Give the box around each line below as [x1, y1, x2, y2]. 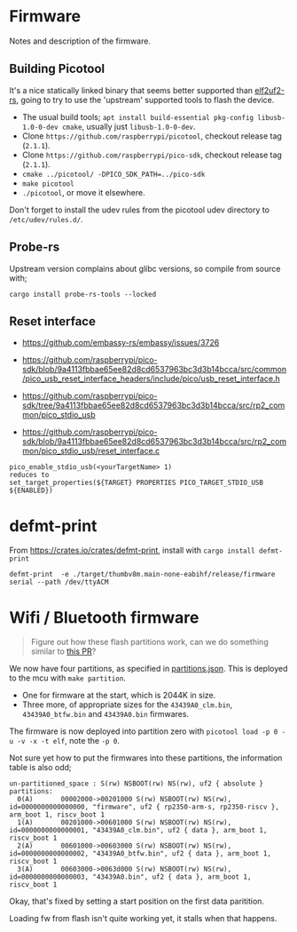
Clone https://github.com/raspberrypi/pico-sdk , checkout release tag [21, 149, 282, 160]
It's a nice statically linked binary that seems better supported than [9, 84, 254, 95]
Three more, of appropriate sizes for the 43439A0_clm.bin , [21, 699, 233, 710]
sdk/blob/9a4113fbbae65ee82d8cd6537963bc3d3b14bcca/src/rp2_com [21, 436, 287, 447]
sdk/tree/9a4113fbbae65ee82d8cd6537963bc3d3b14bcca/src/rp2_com [21, 400, 285, 410]
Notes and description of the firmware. [9, 36, 151, 46]
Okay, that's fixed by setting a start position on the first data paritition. [9, 896, 264, 907]
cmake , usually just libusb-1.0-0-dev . [61, 121, 196, 131]
